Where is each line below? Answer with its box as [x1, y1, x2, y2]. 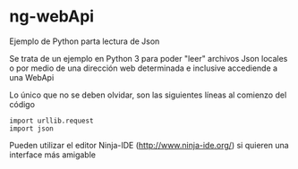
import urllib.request [9, 116, 94, 125]
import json [9, 123, 54, 133]
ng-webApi [9, 6, 95, 27]
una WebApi [9, 72, 55, 82]
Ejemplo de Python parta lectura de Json [9, 36, 160, 46]
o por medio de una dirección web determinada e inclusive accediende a [9, 63, 278, 73]
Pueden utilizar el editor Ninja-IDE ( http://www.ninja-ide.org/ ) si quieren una [9, 139, 289, 150]
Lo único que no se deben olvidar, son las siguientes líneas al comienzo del [9, 89, 287, 100]
